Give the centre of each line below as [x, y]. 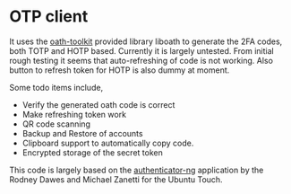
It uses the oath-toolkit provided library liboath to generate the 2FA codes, [146, 41]
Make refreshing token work [74, 114]
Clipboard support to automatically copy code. [108, 143]
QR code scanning [56, 124]
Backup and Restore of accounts [82, 133]
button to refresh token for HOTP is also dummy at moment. [120, 70]
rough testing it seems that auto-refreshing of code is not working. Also [141, 60]
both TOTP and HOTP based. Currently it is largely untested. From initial [142, 50]
